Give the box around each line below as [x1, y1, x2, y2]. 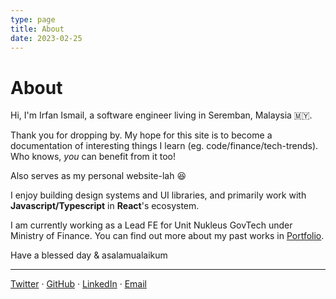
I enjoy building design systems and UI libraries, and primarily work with [10, 189, 307, 201]
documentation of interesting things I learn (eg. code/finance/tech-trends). [10, 140, 319, 152]
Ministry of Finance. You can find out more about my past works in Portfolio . [10, 230, 325, 242]
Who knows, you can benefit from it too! [10, 151, 176, 163]
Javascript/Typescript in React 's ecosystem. [10, 200, 200, 212]
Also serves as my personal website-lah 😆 [10, 170, 187, 182]
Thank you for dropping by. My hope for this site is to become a [10, 129, 273, 141]
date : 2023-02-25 [10, 33, 83, 43]
